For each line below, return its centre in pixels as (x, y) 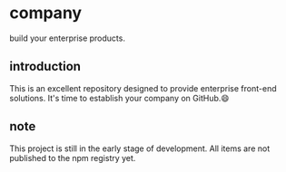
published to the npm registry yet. (73, 158)
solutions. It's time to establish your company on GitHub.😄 (119, 98)
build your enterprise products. (67, 38)
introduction (45, 67)
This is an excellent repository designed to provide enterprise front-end (143, 88)
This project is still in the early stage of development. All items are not (140, 148)
